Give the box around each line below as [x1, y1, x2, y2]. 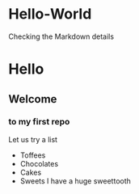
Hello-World [8, 5, 92, 23]
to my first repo [8, 116, 70, 128]
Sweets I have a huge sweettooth [19, 175, 132, 186]
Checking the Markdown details [8, 32, 115, 41]
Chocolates [19, 158, 59, 168]
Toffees [19, 150, 46, 160]
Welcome [8, 92, 57, 106]
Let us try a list [8, 134, 58, 144]
